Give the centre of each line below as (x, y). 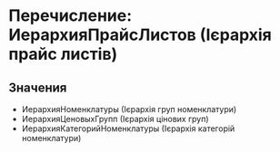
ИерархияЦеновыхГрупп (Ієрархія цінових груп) (115, 119)
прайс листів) (63, 54)
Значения (38, 87)
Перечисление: (70, 16)
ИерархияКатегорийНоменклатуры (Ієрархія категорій (128, 128)
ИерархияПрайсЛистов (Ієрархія (140, 35)
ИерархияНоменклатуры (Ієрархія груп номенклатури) (129, 109)
